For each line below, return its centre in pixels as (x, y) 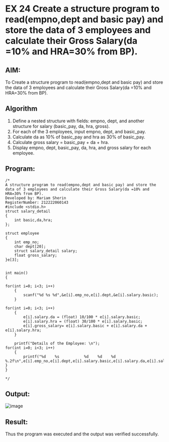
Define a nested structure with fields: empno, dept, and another (78, 121)
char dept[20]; (30, 246)
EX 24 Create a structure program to (82, 9)
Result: (17, 422)
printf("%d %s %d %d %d (69, 356)
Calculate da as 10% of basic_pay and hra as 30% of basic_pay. (79, 137)
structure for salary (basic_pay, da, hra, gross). (61, 126)
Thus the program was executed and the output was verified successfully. (82, 434)
